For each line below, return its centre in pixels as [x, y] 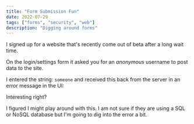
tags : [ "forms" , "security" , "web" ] [50, 22]
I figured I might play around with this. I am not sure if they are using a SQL [96, 108]
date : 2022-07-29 [27, 17]
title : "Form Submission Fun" [43, 11]
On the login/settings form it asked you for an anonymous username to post [97, 62]
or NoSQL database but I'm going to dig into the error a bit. [77, 115]
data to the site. [25, 68]
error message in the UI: [35, 86]
